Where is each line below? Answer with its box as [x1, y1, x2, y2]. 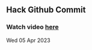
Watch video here [6, 23, 59, 31]
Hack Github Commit [6, 5, 86, 15]
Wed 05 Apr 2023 [6, 36, 51, 44]
